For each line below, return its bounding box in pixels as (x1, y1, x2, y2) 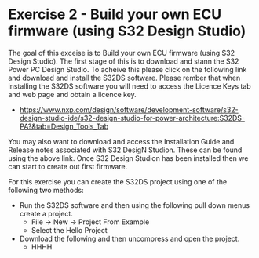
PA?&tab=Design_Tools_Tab (19, 122, 109, 131)
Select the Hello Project (31, 225, 108, 234)
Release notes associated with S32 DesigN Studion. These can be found (8, 145, 243, 154)
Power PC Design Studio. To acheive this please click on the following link (8, 64, 247, 74)
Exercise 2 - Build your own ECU (8, 5, 222, 24)
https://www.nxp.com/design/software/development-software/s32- (19, 104, 239, 114)
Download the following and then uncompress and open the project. (19, 234, 240, 243)
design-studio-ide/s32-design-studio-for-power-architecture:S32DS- (19, 113, 246, 122)
